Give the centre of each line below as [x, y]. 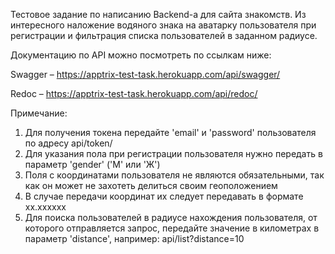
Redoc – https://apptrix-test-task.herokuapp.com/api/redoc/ [134, 93]
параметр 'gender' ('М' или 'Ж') [92, 164]
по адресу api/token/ [68, 143]
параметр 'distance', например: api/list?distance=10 [134, 238]
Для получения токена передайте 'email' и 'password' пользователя [170, 132]
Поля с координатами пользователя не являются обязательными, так [174, 175]
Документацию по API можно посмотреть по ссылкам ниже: [141, 55]
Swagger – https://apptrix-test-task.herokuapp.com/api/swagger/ [145, 74]
